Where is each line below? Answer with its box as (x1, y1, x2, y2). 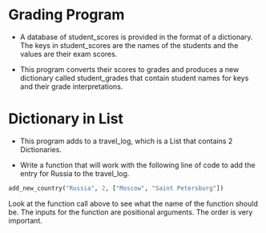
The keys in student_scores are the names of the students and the (19, 40, 239, 50)
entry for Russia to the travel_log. (19, 168, 130, 178)
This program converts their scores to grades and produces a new (19, 64, 240, 74)
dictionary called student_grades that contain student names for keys (19, 73, 249, 82)
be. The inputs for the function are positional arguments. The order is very (8, 207, 253, 217)
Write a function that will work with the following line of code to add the (19, 160, 256, 170)
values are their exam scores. (19, 49, 118, 58)
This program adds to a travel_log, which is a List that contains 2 (19, 136, 233, 146)
